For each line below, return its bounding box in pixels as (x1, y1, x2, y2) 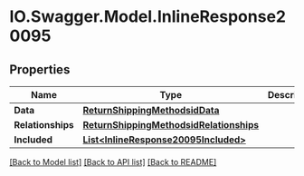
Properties (9, 62, 71, 77)
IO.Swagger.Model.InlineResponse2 (9, 6, 287, 27)
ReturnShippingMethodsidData (82, 104, 220, 116)
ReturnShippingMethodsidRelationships (82, 119, 260, 131)
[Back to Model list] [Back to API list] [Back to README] (9, 157, 217, 167)
